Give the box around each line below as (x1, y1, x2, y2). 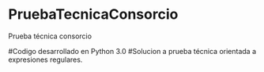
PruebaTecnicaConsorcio (8, 5, 179, 23)
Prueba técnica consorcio (8, 31, 92, 41)
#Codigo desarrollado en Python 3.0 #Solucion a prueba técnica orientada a (8, 46, 257, 56)
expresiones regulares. (8, 55, 83, 64)
